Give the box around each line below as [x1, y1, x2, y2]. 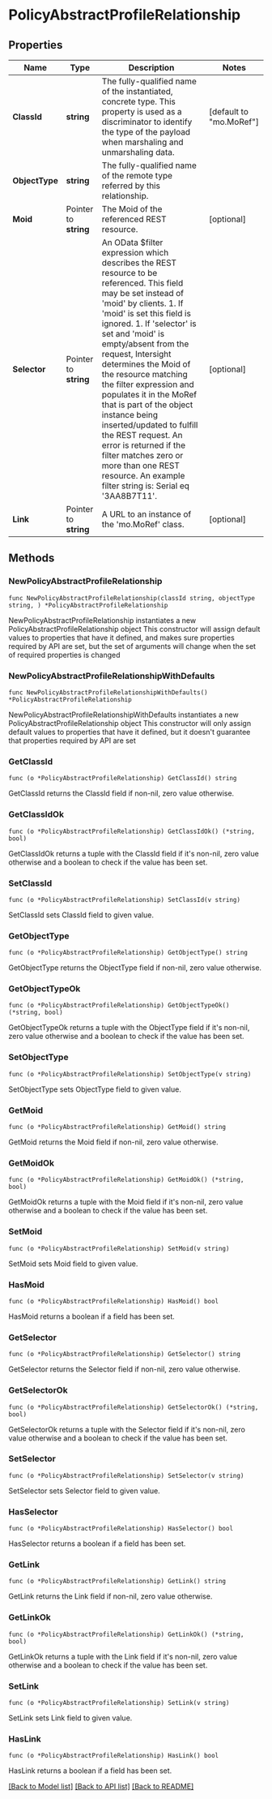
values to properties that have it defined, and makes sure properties [8, 633, 235, 642]
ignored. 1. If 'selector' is [101, 318, 197, 329]
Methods [8, 552, 55, 565]
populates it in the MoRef [101, 389, 197, 400]
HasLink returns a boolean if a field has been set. [8, 1766, 172, 1775]
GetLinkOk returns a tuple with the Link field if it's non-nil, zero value [8, 1651, 238, 1661]
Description [128, 62, 175, 73]
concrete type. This [101, 96, 176, 107]
